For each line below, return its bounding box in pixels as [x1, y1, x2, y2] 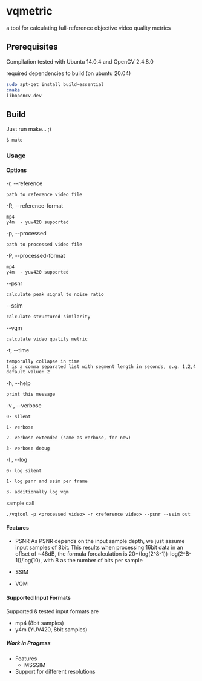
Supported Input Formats [6, 594, 71, 601]
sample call [6, 499, 35, 507]
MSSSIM [24, 661, 46, 668]
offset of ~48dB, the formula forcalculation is [15, 550, 128, 558]
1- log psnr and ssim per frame [6, 478, 88, 485]
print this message [6, 392, 56, 398]
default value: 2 [6, 369, 50, 375]
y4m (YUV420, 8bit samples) [15, 625, 88, 633]
